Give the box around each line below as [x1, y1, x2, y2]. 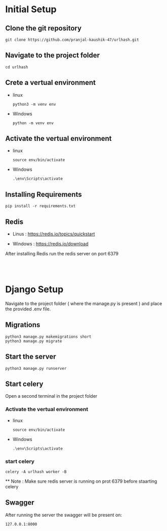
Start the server [5, 352, 57, 361]
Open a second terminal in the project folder [5, 393, 98, 399]
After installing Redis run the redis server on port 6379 [5, 251, 119, 257]
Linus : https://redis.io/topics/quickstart [12, 231, 95, 237]
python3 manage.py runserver [5, 366, 67, 371]
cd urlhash [5, 65, 28, 70]
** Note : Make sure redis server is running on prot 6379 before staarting [5, 478, 157, 484]
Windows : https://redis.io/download [12, 241, 89, 247]
